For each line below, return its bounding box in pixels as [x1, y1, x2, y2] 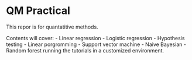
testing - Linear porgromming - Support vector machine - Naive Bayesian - [6, 41, 186, 48]
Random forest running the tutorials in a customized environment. [6, 47, 164, 54]
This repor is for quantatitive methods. [6, 23, 98, 30]
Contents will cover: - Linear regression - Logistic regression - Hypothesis [6, 34, 185, 41]
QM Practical [6, 4, 70, 17]
